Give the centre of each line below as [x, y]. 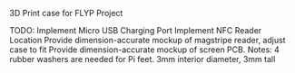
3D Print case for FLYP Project [66, 13]
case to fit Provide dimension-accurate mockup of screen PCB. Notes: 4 [144, 50]
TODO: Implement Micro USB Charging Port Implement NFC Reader [136, 30]
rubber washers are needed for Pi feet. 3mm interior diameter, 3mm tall [143, 59]
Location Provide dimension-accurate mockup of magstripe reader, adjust [147, 40]
